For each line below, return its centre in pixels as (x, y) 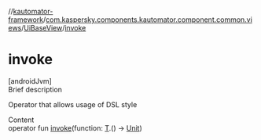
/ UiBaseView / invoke (53, 28)
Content (21, 120)
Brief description (35, 89)
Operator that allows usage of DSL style (73, 104)
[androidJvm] (30, 81)
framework (26, 20)
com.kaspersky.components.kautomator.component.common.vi (149, 20)
